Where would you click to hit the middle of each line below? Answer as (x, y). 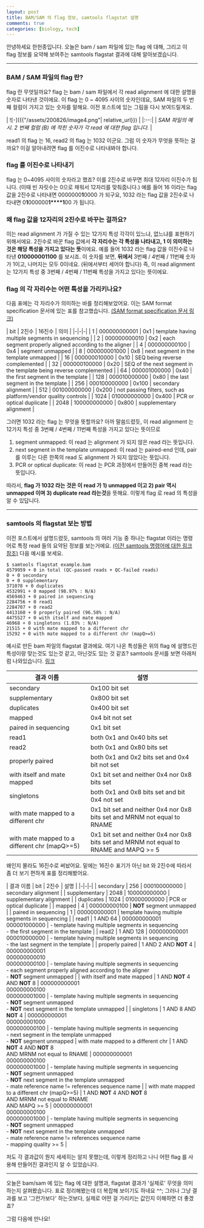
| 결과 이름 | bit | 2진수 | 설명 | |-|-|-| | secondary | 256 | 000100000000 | (96, 886)
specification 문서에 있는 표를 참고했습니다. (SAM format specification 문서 (97, 311)
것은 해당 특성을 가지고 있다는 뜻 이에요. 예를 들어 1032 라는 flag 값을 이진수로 (97, 249)
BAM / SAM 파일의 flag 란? (45, 78)
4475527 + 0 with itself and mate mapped (59, 618)
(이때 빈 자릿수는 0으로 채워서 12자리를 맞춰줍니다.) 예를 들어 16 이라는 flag (108, 187)
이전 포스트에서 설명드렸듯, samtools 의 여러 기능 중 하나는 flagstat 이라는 (94, 538)
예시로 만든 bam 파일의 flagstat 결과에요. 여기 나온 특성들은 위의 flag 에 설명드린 (102, 646)
